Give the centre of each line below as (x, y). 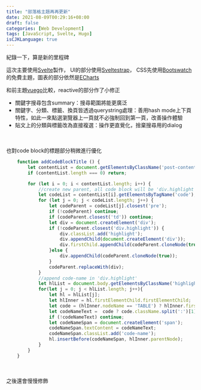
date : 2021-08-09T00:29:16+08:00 (48, 17)
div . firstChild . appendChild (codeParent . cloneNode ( (124, 245)
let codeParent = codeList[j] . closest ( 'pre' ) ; (108, 206)
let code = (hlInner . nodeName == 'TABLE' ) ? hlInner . (117, 306)
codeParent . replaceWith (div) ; (86, 267)
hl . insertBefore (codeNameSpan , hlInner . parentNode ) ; (116, 339)
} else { (58, 251)
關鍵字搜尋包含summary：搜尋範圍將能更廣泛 (71, 103)
